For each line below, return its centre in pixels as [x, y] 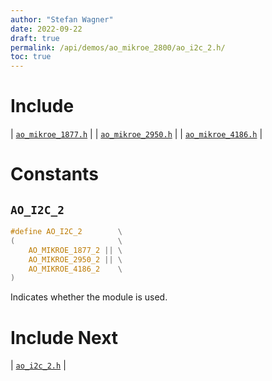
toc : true [31, 57]
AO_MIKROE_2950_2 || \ [75, 259]
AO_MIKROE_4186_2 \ [75, 269]
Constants [54, 174]
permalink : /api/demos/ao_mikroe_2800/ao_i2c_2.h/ [118, 47]
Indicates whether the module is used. [89, 297]
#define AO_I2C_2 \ [66, 232]
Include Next [64, 337]
